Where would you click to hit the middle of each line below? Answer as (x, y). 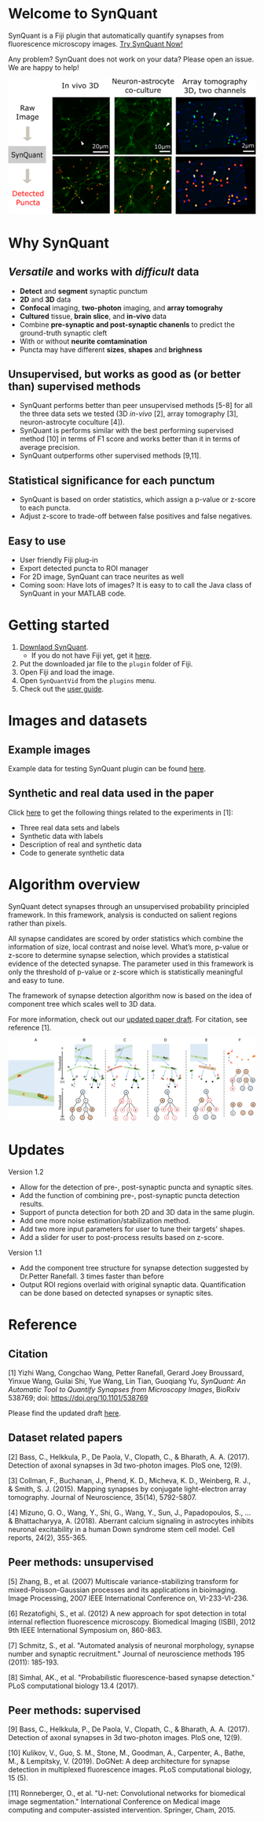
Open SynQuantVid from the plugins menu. (88, 680)
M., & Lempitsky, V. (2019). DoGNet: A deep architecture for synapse (119, 1761)
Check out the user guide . (62, 688)
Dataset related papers (66, 1438)
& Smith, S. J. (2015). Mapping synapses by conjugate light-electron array (127, 1489)
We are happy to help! (44, 67)
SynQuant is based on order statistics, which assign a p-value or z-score (137, 499)
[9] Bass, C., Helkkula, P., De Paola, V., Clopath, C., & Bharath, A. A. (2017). (129, 1729)
